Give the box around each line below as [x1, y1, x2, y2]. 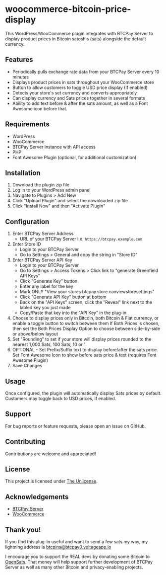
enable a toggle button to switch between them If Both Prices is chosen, [12, 321, 160, 327]
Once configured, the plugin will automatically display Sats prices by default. [5, 390, 162, 396]
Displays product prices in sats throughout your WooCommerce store [12, 79, 155, 85]
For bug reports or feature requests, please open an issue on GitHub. [5, 423, 146, 429]
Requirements [5, 120, 50, 129]
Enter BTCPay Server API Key [12, 257, 73, 263]
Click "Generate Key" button [19, 278, 78, 284]
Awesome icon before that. [12, 105, 68, 111]
